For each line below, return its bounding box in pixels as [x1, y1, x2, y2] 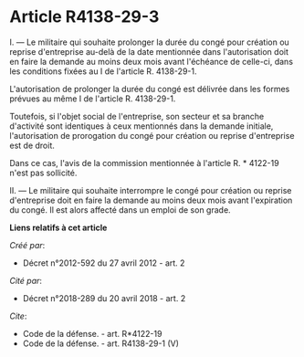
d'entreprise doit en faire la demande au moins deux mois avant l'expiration [9, 194, 293, 205]
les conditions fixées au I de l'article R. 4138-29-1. [9, 66, 197, 77]
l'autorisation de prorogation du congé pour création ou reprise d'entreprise [9, 130, 295, 141]
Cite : [9, 310, 27, 321]
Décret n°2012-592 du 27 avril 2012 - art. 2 [22, 257, 185, 268]
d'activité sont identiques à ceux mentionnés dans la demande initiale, [9, 121, 274, 131]
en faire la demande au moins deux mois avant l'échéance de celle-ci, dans [9, 56, 294, 67]
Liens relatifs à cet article [9, 222, 108, 233]
